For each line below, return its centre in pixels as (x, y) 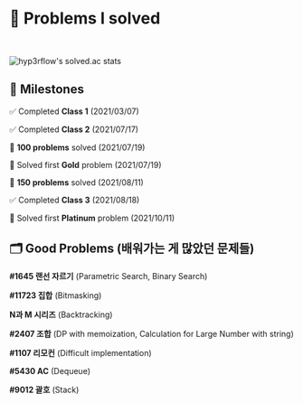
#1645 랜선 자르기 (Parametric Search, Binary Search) (109, 276)
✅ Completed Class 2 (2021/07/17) (74, 129)
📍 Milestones (47, 89)
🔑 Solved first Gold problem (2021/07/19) (85, 164)
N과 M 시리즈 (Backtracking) (61, 314)
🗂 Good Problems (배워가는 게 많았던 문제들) (132, 249)
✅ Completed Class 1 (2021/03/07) (75, 111)
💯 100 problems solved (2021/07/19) (77, 147)
